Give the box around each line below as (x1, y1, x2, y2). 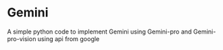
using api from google (37, 34, 100, 42)
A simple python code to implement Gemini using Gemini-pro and (7, 27, 192, 36)
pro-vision (7, 34, 36, 42)
